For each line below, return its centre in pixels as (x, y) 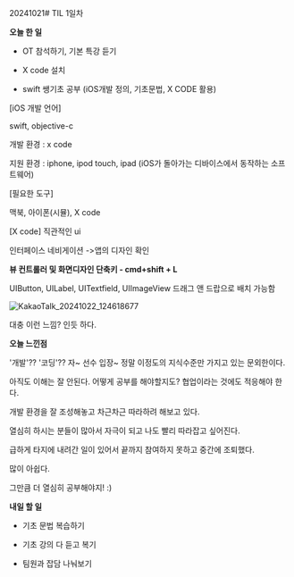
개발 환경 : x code (41, 144)
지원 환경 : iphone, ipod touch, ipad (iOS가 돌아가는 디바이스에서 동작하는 (139, 163)
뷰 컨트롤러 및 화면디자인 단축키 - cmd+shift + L (93, 269)
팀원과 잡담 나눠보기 (57, 564)
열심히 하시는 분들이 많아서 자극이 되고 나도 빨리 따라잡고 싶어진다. (125, 431)
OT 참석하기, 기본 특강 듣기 (69, 51)
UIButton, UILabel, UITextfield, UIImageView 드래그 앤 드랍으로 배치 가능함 (142, 288)
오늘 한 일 (26, 32)
